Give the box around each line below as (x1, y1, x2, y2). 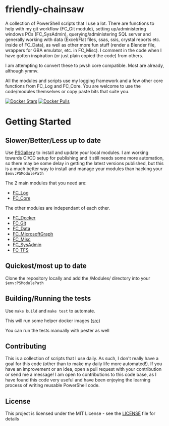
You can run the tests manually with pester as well (5, 327, 109, 333)
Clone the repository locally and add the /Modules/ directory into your (5, 275, 150, 281)
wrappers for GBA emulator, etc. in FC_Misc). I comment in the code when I (5, 47, 162, 53)
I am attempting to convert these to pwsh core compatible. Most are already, (5, 62, 164, 68)
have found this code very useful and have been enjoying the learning (5, 377, 151, 383)
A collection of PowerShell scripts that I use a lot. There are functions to (5, 20, 155, 26)
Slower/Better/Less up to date (5, 136, 101, 145)
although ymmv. (5, 67, 39, 74)
